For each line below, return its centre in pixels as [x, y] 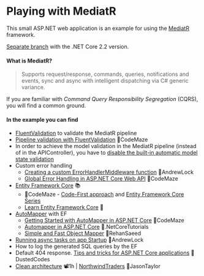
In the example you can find [42, 119]
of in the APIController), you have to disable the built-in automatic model [106, 153]
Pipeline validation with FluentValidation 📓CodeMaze [81, 140]
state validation [34, 159]
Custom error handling [43, 166]
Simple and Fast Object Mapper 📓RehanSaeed [83, 233]
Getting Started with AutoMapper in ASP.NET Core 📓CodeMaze [104, 220]
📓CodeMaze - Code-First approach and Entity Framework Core [104, 195]
